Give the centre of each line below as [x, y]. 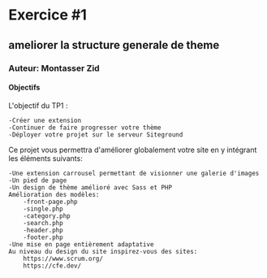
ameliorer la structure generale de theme [114, 45]
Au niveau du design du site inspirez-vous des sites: [103, 251]
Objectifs [24, 88]
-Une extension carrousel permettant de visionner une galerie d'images [134, 173]
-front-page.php [51, 202]
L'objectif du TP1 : [38, 105]
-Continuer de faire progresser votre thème [85, 128]
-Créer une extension [45, 120]
